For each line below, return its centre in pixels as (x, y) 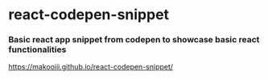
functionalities (37, 49)
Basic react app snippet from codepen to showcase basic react (134, 40)
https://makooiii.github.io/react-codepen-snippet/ (91, 67)
